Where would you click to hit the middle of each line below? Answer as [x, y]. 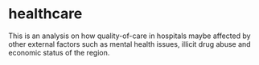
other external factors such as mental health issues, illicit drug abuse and [129, 44]
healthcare [45, 14]
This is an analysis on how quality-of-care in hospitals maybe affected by [129, 36]
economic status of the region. [59, 52]
